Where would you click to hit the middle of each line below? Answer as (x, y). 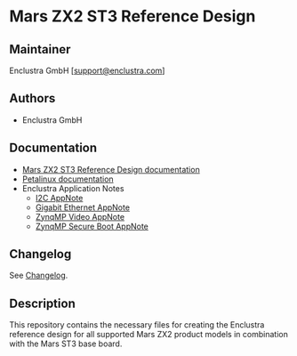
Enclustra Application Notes (73, 188)
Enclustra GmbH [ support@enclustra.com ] (87, 70)
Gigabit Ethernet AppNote (83, 207)
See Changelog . (39, 275)
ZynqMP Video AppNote (80, 216)
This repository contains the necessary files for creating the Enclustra (137, 325)
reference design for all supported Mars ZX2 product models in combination (149, 335)
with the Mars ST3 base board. (66, 344)
